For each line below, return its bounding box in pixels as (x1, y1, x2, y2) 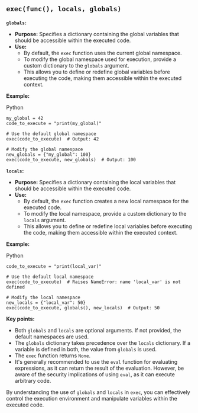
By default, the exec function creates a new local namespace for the (23, 197, 189, 204)
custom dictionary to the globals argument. (23, 62, 129, 69)
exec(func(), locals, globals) (6, 5, 122, 14)
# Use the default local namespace (6, 274, 94, 280)
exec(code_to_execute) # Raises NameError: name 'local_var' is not (6, 278, 181, 285)
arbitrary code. (14, 377, 51, 384)
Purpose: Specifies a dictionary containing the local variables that (14, 178, 176, 185)
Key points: (6, 315, 35, 322)
